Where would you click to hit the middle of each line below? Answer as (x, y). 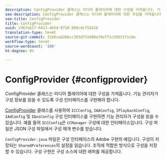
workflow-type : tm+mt (27, 42)
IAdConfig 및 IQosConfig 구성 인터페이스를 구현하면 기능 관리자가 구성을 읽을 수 (82, 117)
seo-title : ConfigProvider (33, 19)
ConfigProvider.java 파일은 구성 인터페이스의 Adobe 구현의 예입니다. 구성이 (80, 139)
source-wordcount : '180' (31, 46)
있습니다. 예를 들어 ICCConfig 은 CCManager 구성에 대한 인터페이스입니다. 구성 (79, 123)
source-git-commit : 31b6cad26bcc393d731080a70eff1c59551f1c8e (70, 37)
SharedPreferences (37, 146)
